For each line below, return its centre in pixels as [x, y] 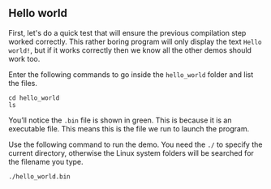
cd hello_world [34, 98]
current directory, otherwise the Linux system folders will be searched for [131, 152]
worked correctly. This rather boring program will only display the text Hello [135, 41]
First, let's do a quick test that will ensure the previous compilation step [127, 32]
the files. [23, 83]
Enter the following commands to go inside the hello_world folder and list [131, 74]
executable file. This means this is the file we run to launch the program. [129, 128]
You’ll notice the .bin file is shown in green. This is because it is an [120, 120]
